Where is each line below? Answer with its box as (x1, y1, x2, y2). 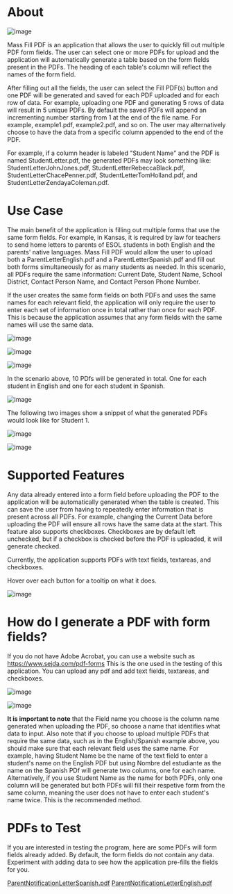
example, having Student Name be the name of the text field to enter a (7, 751, 208, 760)
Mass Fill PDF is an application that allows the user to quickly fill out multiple (7, 40, 225, 49)
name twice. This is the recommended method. (7, 795, 142, 804)
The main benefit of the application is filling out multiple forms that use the (7, 225, 221, 234)
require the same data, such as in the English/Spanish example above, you (7, 736, 220, 745)
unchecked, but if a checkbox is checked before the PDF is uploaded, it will (7, 535, 223, 543)
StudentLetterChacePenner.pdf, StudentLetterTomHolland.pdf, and (7, 171, 198, 179)
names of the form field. (7, 70, 76, 79)
